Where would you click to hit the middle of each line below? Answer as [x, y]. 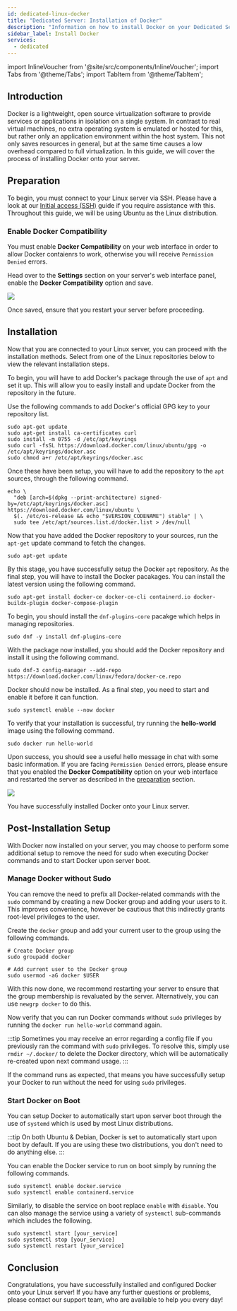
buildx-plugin [28, 603]
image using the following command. [61, 730]
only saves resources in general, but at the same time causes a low [105, 143]
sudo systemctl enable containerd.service [71, 1193]
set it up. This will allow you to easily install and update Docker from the [111, 385]
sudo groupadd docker [39, 957]
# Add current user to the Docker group [68, 969]
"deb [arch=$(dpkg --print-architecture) [75, 498]
